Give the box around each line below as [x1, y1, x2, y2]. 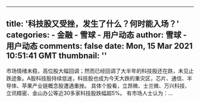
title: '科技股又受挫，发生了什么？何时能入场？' [6, 19, 180, 29]
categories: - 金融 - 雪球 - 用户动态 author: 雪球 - [6, 30, 187, 40]
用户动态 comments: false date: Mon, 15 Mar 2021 [6, 41, 193, 51]
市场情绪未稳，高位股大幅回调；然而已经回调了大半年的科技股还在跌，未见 [6, 67, 189, 74]
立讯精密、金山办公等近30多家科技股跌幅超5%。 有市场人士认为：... [6, 90, 173, 97]
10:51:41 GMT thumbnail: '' [6, 51, 107, 61]
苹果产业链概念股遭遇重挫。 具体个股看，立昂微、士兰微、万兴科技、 [21, 82, 190, 89]
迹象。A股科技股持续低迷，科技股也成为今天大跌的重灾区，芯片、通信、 [11, 75, 187, 82]
